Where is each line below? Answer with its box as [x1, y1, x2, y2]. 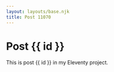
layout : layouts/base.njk [6, 8, 69, 15]
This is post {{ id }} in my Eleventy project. [6, 59, 109, 66]
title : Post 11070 [6, 14, 51, 20]
